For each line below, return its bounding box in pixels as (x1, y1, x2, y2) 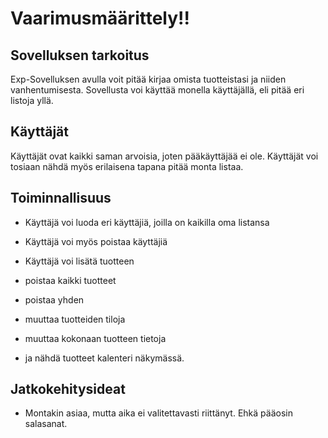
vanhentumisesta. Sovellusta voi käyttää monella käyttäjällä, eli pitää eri (10, 84, 305, 96)
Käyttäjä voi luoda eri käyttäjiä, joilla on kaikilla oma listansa (24, 216, 270, 228)
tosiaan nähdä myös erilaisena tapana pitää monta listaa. (10, 160, 244, 172)
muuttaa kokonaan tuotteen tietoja (24, 332, 167, 344)
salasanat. (24, 418, 68, 430)
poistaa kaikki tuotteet (24, 274, 117, 286)
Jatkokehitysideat (10, 381, 126, 398)
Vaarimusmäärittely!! (10, 7, 190, 30)
